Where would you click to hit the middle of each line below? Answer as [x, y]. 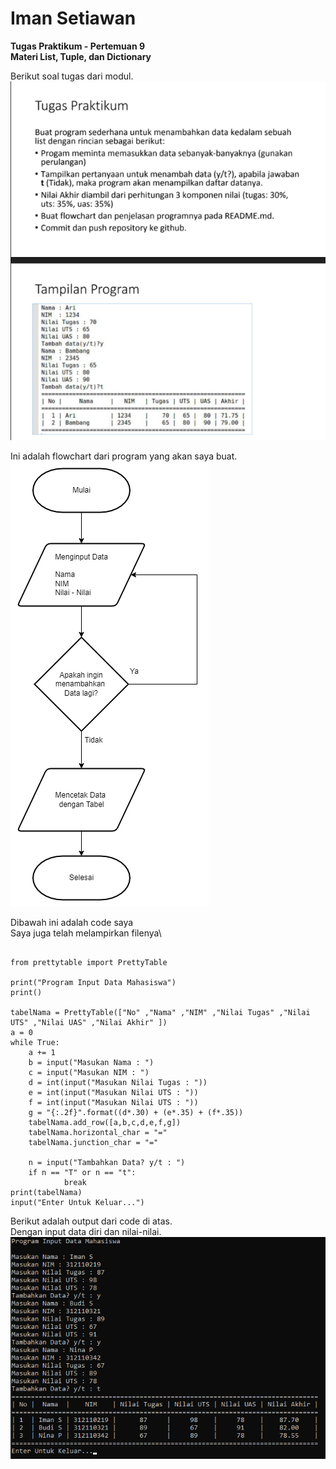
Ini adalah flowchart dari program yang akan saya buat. [124, 456]
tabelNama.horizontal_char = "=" [98, 1133]
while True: [35, 1043]
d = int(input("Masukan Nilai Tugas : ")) [118, 1083]
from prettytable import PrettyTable [89, 963]
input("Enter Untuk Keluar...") [77, 1203]
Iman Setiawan [73, 18]
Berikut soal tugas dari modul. [72, 76]
